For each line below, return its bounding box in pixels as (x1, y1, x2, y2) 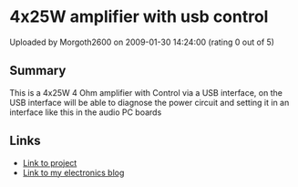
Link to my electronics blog (22, 167, 125, 178)
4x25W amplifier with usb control (9, 6, 269, 27)
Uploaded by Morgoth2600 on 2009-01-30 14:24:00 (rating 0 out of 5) (9, 36, 275, 47)
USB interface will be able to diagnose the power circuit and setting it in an (9, 97, 290, 108)
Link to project (22, 157, 77, 168)
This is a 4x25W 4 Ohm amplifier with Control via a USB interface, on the (9, 87, 283, 98)
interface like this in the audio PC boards (9, 107, 162, 118)
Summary (9, 63, 67, 78)
